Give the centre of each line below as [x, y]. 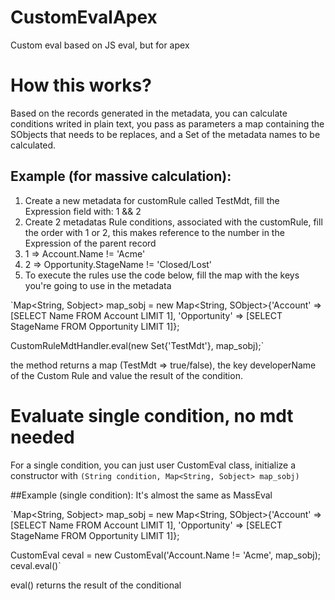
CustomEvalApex [84, 17]
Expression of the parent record [90, 243]
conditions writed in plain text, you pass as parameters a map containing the [167, 123]
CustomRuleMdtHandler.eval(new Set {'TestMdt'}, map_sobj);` [137, 345]
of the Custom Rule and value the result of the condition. [126, 375]
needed [42, 437]
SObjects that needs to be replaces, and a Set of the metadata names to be [165, 134]
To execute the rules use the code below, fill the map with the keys [162, 275]
